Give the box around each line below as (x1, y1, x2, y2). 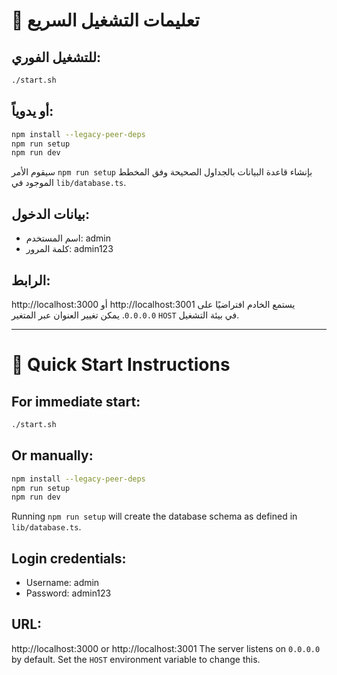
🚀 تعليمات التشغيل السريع (11, 9, 200, 32)
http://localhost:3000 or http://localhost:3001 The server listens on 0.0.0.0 (11, 642, 321, 654)
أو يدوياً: (11, 103, 54, 120)
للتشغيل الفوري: (11, 49, 102, 66)
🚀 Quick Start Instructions (11, 354, 231, 376)
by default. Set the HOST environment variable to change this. (11, 653, 261, 665)
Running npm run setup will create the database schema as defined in (11, 510, 298, 523)
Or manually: (11, 447, 94, 464)
